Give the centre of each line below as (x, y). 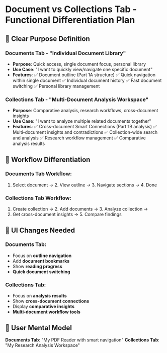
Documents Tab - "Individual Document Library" (66, 53)
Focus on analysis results (39, 296)
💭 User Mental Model (38, 327)
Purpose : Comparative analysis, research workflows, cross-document (85, 111)
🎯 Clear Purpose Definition (48, 39)
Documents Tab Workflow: (38, 174)
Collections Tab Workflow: (38, 198)
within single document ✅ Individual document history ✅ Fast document (87, 80)
